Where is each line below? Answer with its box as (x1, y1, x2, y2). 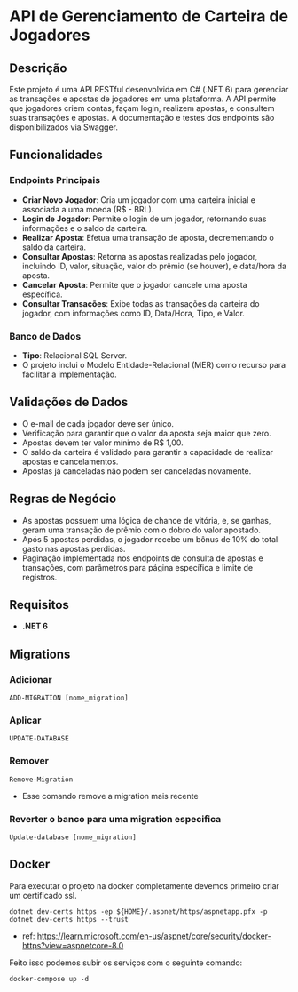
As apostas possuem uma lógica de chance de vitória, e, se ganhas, (21, 515, 271, 525)
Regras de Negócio (9, 492, 117, 507)
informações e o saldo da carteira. (21, 222, 148, 233)
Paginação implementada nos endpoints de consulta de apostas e (21, 553, 263, 564)
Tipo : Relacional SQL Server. (21, 349, 128, 361)
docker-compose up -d (9, 974, 90, 983)
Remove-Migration (9, 775, 74, 784)
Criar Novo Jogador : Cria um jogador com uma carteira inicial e (21, 194, 255, 205)
